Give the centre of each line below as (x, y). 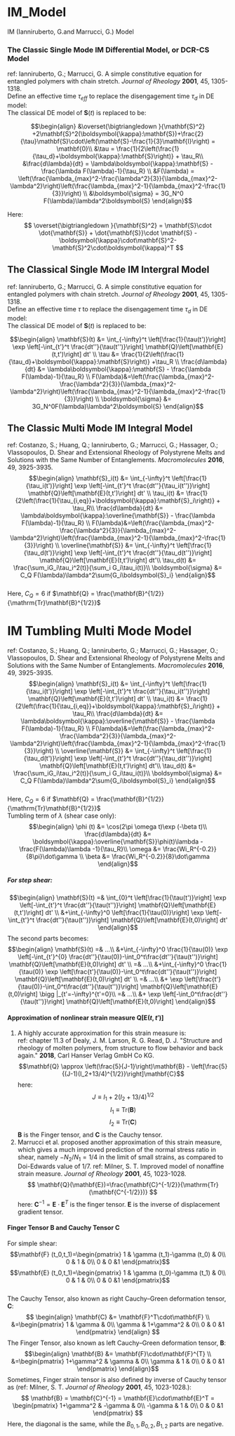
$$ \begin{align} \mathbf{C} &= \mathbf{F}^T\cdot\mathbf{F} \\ (118, 1317)
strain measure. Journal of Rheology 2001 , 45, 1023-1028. (102, 1174)
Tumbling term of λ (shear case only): (62, 815)
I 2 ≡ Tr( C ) (123, 1123)
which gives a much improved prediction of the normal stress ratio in (116, 1150)
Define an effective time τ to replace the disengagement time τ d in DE (108, 310)
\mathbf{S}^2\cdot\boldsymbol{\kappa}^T (113, 248)
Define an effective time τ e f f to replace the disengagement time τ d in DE (111, 97)
